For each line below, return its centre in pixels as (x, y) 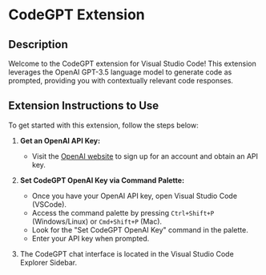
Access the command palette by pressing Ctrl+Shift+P (123, 212)
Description (38, 44)
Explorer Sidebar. (48, 262)
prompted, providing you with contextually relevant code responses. (121, 81)
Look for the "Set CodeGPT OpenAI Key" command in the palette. (140, 229)
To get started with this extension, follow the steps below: (103, 125)
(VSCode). (49, 204)
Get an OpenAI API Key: (60, 140)
